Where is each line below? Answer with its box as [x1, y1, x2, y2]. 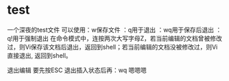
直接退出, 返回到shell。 [7, 51, 72, 60]
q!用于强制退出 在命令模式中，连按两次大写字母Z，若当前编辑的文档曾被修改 [7, 34, 223, 43]
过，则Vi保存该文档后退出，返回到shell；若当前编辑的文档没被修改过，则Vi [7, 43, 218, 51]
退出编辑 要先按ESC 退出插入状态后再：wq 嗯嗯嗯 [7, 66, 147, 74]
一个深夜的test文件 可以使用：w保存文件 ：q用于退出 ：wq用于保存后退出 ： [7, 25, 222, 34]
